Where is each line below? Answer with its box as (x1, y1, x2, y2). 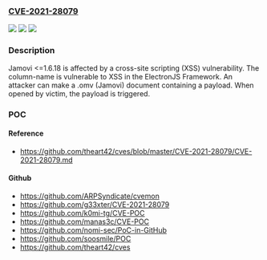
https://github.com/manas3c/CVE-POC (19, 217, 150, 226)
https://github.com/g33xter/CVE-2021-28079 (19, 199, 170, 209)
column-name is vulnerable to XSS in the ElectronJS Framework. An (8, 71, 233, 81)
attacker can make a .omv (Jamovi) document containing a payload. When (8, 80, 254, 90)
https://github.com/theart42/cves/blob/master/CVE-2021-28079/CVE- (19, 146, 253, 156)
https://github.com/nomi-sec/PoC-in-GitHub (19, 225, 167, 234)
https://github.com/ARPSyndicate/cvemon (19, 191, 160, 201)
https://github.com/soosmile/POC (19, 234, 131, 243)
